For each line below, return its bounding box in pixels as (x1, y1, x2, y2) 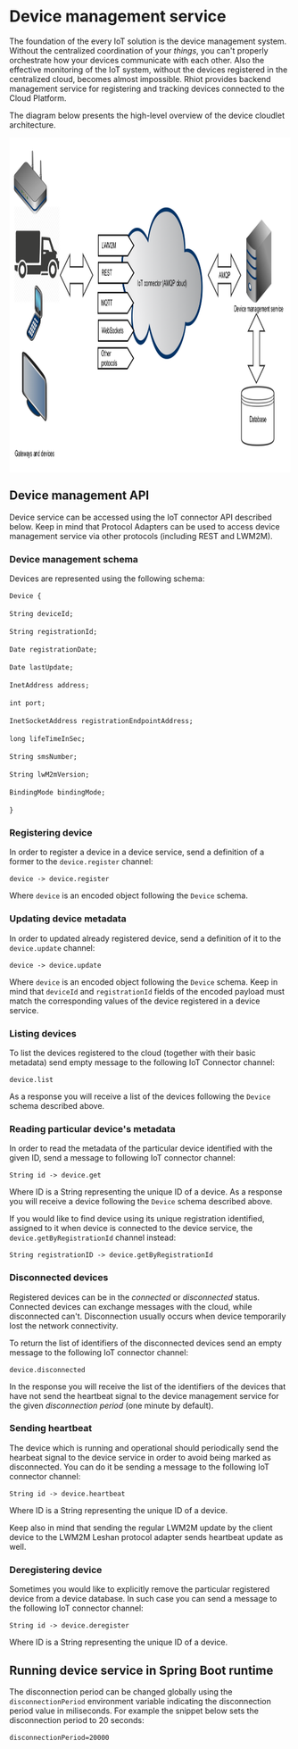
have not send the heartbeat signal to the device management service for (9, 1390, 279, 1401)
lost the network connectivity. (9, 1320, 119, 1331)
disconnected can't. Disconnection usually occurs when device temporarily (9, 1311, 286, 1321)
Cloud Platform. (9, 92, 67, 104)
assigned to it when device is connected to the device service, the (9, 1223, 253, 1234)
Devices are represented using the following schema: (9, 573, 205, 584)
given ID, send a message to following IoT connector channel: (9, 1153, 236, 1163)
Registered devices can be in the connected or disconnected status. (9, 1292, 261, 1303)
